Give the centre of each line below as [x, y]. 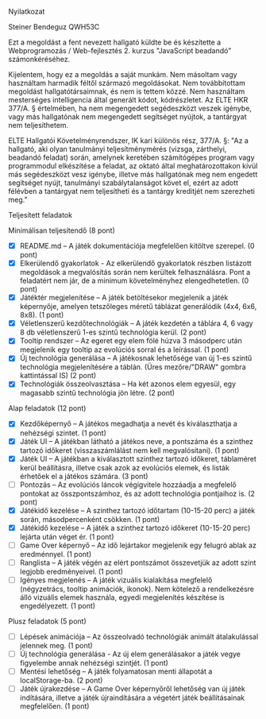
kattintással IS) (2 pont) [58, 376]
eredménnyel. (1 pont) [56, 554]
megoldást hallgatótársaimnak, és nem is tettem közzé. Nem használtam [127, 91]
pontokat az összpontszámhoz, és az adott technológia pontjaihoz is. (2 [137, 493]
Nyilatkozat [27, 12]
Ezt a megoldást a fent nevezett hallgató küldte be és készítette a [115, 42]
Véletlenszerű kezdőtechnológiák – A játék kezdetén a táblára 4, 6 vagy [136, 323]
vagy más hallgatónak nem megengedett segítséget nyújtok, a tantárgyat [127, 117]
